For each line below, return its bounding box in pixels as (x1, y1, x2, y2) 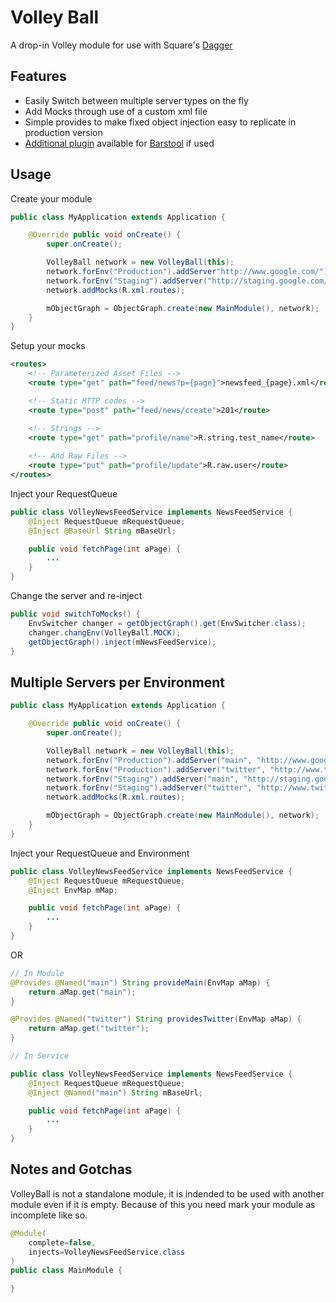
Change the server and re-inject (10, 590, 143, 602)
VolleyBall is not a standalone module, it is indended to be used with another (10, 1187, 325, 1200)
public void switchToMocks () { (10, 609, 141, 620)
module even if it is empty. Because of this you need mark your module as (10, 1198, 316, 1210)
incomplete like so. (10, 1209, 88, 1221)
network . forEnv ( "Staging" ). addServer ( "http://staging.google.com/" (46, 276, 333, 286)
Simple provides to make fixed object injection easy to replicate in (24, 116, 297, 128)
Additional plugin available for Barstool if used (24, 137, 215, 149)
